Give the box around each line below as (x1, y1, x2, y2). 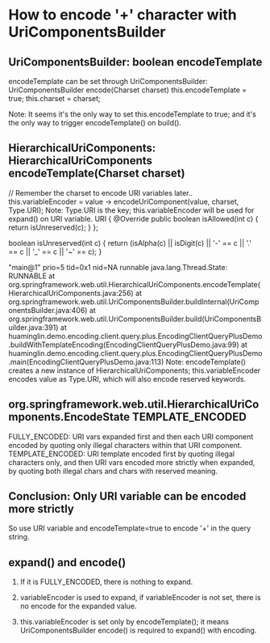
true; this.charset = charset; (8, 94, 101, 103)
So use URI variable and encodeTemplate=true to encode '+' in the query (8, 523, 251, 533)
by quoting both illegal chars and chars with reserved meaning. (8, 466, 218, 476)
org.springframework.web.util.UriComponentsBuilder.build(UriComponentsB (8, 314, 262, 324)
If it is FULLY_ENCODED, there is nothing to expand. (19, 577, 193, 587)
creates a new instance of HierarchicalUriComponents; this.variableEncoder (8, 366, 261, 375)
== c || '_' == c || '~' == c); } (8, 247, 102, 256)
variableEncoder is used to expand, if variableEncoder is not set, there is (19, 593, 261, 603)
